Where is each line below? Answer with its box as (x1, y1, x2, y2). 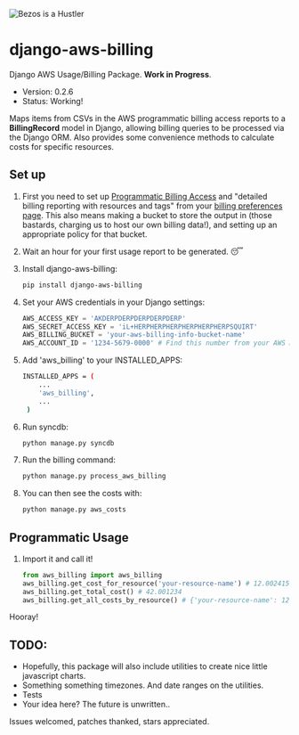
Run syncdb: (21, 421, 69, 432)
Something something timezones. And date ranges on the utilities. (21, 680, 264, 690)
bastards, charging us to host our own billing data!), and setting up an (21, 219, 278, 230)
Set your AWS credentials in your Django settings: (21, 297, 206, 307)
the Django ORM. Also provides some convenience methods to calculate (9, 132, 275, 143)
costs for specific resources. (9, 141, 114, 151)
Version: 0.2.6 (21, 86, 74, 97)
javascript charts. (21, 671, 86, 682)
